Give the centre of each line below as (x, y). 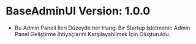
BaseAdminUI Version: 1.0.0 (78, 11)
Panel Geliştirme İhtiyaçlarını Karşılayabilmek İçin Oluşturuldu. (92, 34)
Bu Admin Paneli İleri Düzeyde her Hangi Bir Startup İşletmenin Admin (102, 28)
